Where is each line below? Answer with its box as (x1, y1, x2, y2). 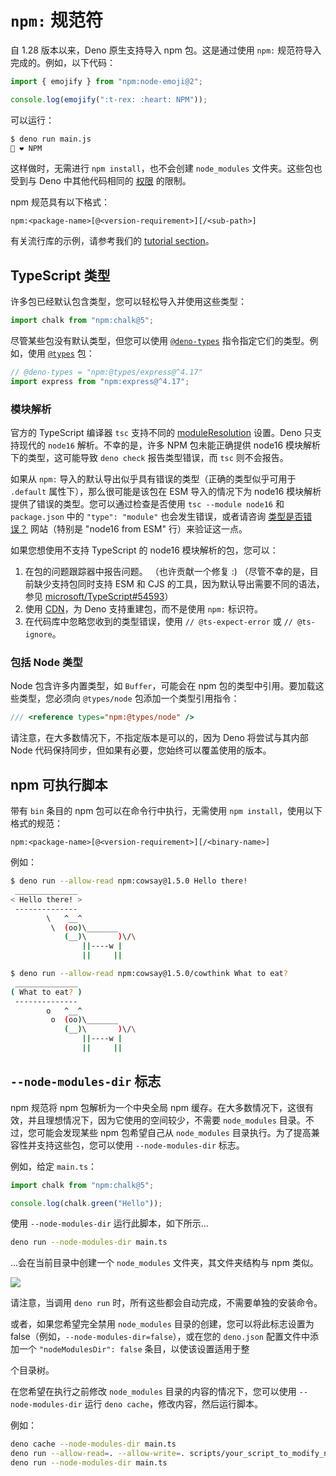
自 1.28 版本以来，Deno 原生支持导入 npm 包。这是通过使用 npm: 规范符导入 (10, 44, 322, 56)
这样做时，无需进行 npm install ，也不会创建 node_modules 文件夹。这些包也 (10, 162, 323, 175)
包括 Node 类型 (10, 656, 83, 670)
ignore (24, 630, 53, 640)
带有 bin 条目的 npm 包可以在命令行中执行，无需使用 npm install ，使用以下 (10, 805, 323, 817)
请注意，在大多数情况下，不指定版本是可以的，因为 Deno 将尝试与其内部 (10, 732, 309, 744)
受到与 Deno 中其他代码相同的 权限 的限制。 (10, 175, 192, 187)
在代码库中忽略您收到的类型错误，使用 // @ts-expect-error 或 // (24, 616, 293, 628)
